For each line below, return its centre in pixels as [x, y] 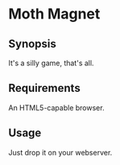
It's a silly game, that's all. [51, 63]
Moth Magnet [54, 14]
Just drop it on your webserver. [60, 152]
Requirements [44, 88]
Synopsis [32, 44]
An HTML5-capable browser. [56, 107]
